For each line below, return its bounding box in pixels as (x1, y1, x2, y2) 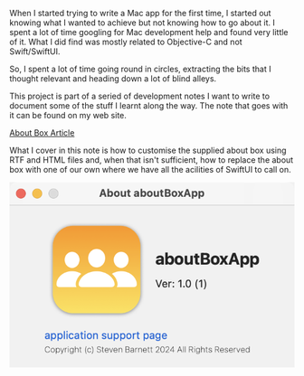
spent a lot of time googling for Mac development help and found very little (9, 27, 289, 37)
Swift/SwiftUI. (9, 46, 61, 57)
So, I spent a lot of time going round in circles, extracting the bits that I (9, 63, 271, 74)
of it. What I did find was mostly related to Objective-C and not (9, 36, 242, 47)
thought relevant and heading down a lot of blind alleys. (9, 73, 217, 84)
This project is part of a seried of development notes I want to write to (9, 90, 270, 101)
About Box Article (9, 127, 75, 138)
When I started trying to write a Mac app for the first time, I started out (9, 8, 271, 18)
